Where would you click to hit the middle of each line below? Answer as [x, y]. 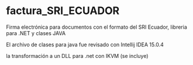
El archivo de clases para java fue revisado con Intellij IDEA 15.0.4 [85, 45]
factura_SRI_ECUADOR [63, 11]
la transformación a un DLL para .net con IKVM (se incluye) [77, 56]
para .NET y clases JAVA [36, 33]
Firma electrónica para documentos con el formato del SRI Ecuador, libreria [96, 27]
